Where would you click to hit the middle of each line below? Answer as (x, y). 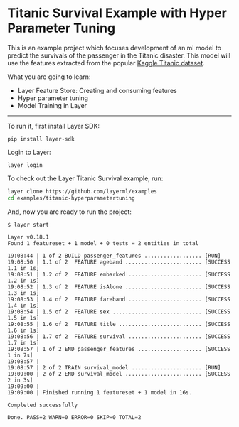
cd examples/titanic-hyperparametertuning (71, 198)
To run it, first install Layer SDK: (54, 126)
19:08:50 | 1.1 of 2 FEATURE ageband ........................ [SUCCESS (119, 262)
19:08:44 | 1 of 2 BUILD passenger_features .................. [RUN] (114, 256)
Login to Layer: (29, 152)
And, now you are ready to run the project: (69, 212)
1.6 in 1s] (23, 330)
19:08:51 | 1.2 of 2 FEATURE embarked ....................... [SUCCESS (119, 274)
